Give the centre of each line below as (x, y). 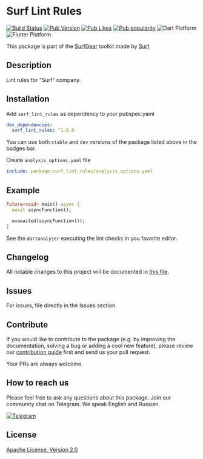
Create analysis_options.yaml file (48, 160)
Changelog (28, 257)
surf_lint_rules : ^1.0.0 (43, 131)
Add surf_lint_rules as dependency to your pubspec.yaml (80, 114)
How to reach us (38, 383)
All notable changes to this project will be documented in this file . (88, 272)
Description (29, 65)
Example (23, 190)
